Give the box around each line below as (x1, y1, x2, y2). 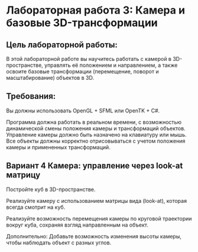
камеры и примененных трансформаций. (6, 143, 111, 151)
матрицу (6, 170, 41, 180)
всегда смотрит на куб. (6, 203, 66, 211)
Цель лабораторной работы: (6, 40, 118, 50)
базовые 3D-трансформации (6, 16, 158, 30)
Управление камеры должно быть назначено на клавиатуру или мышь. (6, 131, 187, 138)
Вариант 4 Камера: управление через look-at (6, 161, 183, 171)
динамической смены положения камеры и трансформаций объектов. (6, 125, 186, 132)
